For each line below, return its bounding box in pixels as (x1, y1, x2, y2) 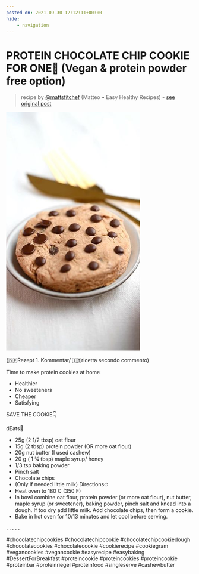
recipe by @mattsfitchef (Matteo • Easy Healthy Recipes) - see (20, 94, 175, 101)
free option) (6, 74, 66, 88)
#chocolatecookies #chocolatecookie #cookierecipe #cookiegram (6, 542, 168, 550)
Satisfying (14, 399, 40, 406)
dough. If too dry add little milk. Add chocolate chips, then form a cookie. (14, 507, 194, 514)
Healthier (14, 380, 37, 387)
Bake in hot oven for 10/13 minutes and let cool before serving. (14, 513, 168, 520)
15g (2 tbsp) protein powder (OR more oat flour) (14, 443, 132, 450)
